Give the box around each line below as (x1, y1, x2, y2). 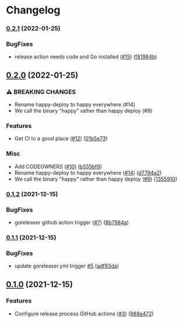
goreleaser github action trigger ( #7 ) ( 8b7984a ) (14, 218, 129, 225)
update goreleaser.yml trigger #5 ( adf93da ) (14, 262, 119, 269)
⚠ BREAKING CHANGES (6, 88, 76, 96)
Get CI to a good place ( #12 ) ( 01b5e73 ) (14, 135, 108, 142)
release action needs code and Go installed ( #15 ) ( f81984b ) (14, 53, 157, 60)
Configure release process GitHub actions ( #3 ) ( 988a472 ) (14, 310, 154, 317)
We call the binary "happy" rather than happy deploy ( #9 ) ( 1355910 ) (14, 175, 178, 182)
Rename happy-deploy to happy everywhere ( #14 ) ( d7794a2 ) (14, 169, 162, 176)
